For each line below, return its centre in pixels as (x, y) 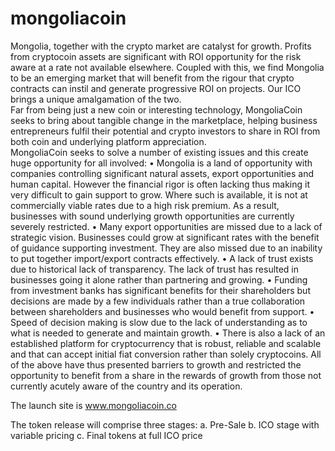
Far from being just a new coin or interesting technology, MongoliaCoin (156, 109)
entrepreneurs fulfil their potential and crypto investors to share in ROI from (165, 131)
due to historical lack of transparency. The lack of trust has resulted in (155, 269)
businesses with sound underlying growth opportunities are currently (152, 216)
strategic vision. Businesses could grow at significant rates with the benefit (165, 237)
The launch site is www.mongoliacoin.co (93, 405)
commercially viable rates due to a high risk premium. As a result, (145, 205)
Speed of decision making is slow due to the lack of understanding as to (159, 322)
